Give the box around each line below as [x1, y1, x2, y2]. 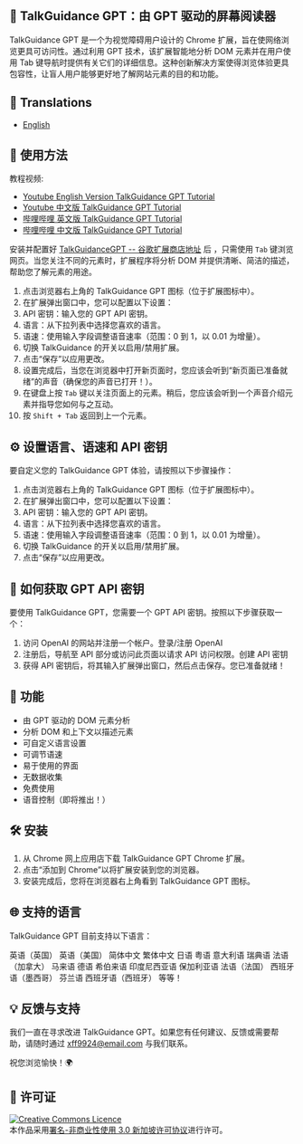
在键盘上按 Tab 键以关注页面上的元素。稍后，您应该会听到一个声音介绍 [22, 387, 286, 398]
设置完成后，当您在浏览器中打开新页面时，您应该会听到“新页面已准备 [22, 365, 280, 376]
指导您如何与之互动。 [38, 399, 118, 410]
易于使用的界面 [22, 759, 79, 771]
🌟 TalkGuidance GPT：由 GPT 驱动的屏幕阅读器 [9, 8, 276, 24]
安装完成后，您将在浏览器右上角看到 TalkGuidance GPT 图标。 [22, 875, 255, 886]
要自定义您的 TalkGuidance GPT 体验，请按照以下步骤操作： [9, 465, 234, 476]
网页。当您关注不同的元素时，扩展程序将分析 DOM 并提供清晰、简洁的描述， [9, 255, 295, 266]
